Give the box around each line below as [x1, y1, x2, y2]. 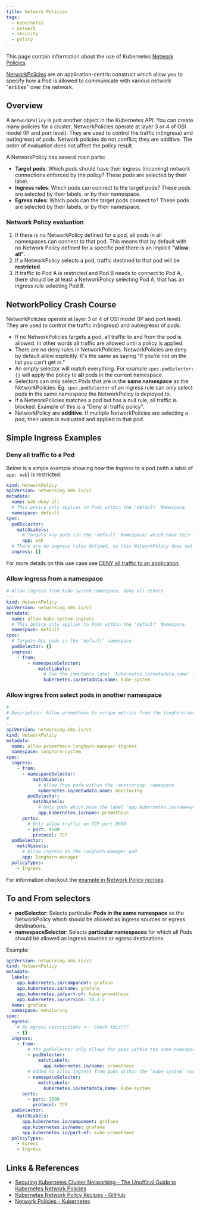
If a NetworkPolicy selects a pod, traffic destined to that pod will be [14, 257, 180, 264]
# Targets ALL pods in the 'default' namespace [11, 638, 132, 644]
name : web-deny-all [11, 499, 60, 505]
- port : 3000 [27, 1096, 60, 1103]
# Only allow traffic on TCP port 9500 [27, 821, 127, 827]
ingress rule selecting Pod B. [14, 282, 85, 289]
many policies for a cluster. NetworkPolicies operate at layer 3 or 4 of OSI [6, 123, 186, 130]
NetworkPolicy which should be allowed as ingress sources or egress [14, 915, 186, 922]
